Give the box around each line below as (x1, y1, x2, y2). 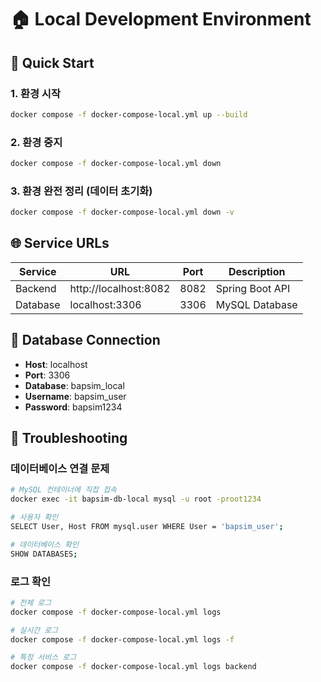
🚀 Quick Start (10, 54, 95, 71)
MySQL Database (215, 297, 298, 311)
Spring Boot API (215, 281, 291, 295)
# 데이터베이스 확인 (10, 539, 79, 550)
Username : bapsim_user (24, 390, 127, 402)
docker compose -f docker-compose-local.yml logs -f (10, 634, 235, 645)
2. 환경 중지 (10, 135, 63, 149)
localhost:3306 (69, 297, 142, 311)
